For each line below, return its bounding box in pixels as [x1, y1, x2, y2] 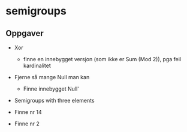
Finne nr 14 [14, 109, 43, 115]
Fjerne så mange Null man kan [14, 74, 90, 80]
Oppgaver [5, 28, 44, 38]
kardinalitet [23, 62, 52, 69]
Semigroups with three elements [14, 97, 95, 104]
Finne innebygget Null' [23, 85, 79, 92]
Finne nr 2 [14, 120, 40, 127]
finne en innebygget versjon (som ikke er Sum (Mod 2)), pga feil [23, 56, 181, 62]
